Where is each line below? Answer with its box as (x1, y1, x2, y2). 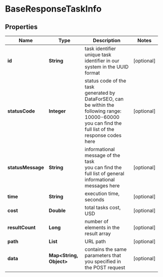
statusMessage (7, 164, 45, 171)
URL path (84, 238, 106, 244)
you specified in (84, 258, 121, 265)
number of (84, 218, 109, 225)
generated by (84, 90, 115, 96)
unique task (84, 51, 112, 58)
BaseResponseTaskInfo (5, 3, 102, 15)
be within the (84, 102, 114, 108)
